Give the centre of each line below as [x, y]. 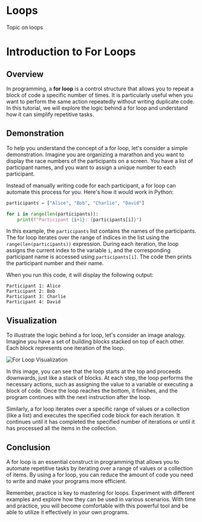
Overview [25, 74]
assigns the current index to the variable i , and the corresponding [88, 250]
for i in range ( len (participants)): [52, 214]
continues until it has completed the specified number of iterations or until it [101, 422]
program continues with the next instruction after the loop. [79, 397]
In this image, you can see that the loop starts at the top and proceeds [94, 372]
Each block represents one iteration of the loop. [66, 348]
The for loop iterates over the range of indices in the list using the [88, 237]
